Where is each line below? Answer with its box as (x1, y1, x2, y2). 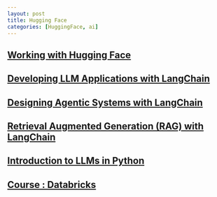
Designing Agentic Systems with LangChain (7, 96, 203, 108)
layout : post (7, 10, 45, 17)
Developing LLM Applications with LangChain (7, 73, 210, 85)
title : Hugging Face (7, 17, 68, 24)
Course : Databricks (7, 179, 97, 191)
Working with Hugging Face (7, 49, 132, 61)
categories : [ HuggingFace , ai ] (7, 23, 99, 30)
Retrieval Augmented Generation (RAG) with (7, 120, 204, 132)
